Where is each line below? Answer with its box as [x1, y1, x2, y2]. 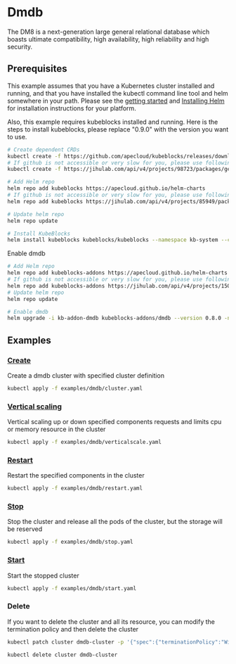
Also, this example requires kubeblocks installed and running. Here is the [7, 117, 218, 126]
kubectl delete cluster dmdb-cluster [7, 651, 118, 658]
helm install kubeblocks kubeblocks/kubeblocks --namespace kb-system [7, 236, 218, 243]
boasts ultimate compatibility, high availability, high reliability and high [7, 34, 209, 43]
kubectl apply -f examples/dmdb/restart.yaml [7, 485, 143, 492]
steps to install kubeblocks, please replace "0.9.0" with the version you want [7, 124, 229, 134]
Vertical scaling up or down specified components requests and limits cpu [7, 418, 222, 426]
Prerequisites [7, 63, 67, 75]
